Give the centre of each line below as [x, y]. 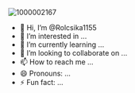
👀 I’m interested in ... [53, 36]
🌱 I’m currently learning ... [62, 45]
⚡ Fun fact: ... [41, 82]
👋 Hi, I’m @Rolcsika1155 [58, 27]
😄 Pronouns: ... [45, 73]
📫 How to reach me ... [56, 62]
